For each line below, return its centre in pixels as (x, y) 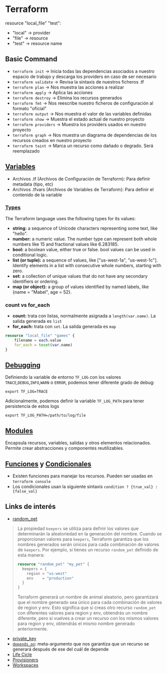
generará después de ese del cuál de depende (60, 649)
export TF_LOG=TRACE (27, 392)
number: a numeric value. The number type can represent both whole (84, 239)
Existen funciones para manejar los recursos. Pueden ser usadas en (82, 476)
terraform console (31, 482)
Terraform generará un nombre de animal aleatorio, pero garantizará (88, 597)
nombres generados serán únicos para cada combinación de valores (88, 544)
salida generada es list (37, 321)
